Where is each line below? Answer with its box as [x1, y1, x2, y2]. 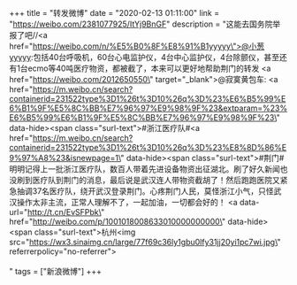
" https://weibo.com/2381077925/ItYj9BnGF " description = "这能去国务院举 [9, 19, 281, 29]
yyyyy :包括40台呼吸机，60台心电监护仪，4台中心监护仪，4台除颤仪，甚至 [9, 52, 280, 62]
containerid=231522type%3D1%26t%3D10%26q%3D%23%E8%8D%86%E [9, 142, 287, 152]
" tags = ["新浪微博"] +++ [9, 266, 103, 276]
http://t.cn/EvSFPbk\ [27, 207, 102, 217]
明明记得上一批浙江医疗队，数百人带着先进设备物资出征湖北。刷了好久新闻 [9, 164, 280, 174]
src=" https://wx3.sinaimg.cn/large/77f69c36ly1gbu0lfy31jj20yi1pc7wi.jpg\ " [9, 237, 281, 247]
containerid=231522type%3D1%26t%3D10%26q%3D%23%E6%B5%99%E [9, 94, 286, 104]
